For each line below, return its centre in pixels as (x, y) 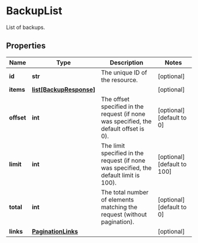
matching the (119, 207)
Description (126, 62)
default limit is (121, 175)
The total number (125, 192)
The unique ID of (124, 72)
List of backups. (26, 27)
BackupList (34, 11)
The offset (115, 99)
